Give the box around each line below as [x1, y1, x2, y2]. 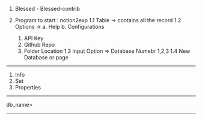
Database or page [23, 54, 69, 61]
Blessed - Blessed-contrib [14, 5, 80, 12]
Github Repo [23, 41, 55, 48]
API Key [23, 35, 44, 41]
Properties [14, 84, 41, 91]
